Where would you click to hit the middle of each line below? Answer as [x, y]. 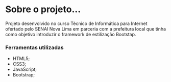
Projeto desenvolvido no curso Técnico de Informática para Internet [76, 23]
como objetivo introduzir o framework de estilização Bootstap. [71, 34]
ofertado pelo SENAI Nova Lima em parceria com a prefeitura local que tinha [86, 29]
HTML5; [21, 59]
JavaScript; [25, 69]
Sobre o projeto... [43, 9]
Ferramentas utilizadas [34, 47]
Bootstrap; [24, 75]
